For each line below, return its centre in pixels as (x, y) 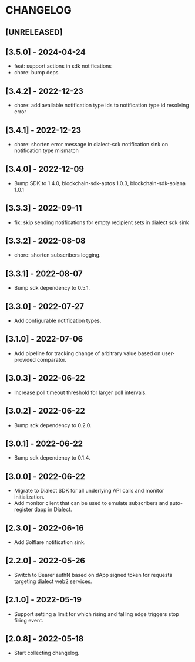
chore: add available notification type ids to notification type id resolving (101, 105)
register (23, 509)
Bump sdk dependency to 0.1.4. (52, 458)
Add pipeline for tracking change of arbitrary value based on (87, 353)
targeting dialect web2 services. (53, 581)
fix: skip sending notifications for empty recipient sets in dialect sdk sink (101, 222)
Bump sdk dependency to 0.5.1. (52, 288)
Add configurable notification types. (58, 321)
